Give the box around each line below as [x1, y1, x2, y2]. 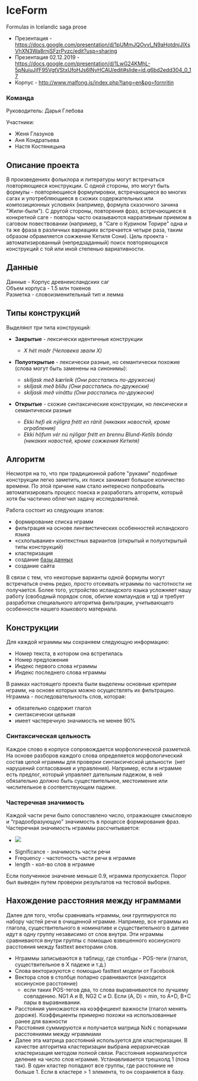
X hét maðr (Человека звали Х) [23, 347, 103, 354]
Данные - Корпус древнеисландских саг [6, 278, 110, 285]
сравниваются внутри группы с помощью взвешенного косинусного [6, 937, 181, 944]
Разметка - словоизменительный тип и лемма [6, 290, 124, 298]
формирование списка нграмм [14, 518, 94, 526]
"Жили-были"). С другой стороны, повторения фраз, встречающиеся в [6, 207, 187, 214]
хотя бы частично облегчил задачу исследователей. [6, 495, 139, 502]
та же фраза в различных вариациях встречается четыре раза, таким [6, 226, 183, 233]
